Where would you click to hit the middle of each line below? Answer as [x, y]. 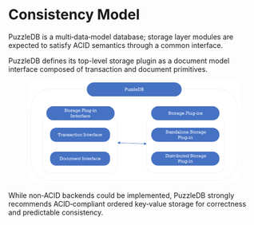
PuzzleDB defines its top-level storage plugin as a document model [119, 61]
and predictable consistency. [56, 212]
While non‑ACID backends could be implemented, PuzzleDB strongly [121, 195]
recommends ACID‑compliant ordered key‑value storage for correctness [127, 203]
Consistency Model [74, 15]
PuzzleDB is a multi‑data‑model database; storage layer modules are [121, 37]
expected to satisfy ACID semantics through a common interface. [116, 45]
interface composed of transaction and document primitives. [108, 69]
